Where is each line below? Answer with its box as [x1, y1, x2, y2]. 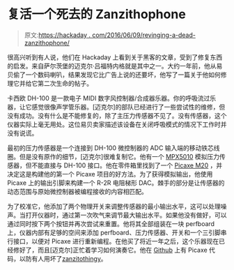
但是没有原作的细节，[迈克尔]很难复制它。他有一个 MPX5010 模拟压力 [19, 152, 219, 160]
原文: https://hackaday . [24, 31, 91, 39]
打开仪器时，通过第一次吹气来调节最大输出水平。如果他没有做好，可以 [25, 211, 227, 219]
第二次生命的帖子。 [37, 79, 93, 87]
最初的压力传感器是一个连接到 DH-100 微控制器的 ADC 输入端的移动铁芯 [7, 144, 214, 152]
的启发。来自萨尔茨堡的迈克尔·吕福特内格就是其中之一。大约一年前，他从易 [7, 61, 223, 70]
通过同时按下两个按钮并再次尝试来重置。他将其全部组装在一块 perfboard [7, 219, 214, 227]
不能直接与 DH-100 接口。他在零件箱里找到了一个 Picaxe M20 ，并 [31, 161, 223, 170]
